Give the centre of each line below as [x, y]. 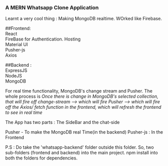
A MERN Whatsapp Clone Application [52, 8]
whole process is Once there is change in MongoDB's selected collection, [82, 96]
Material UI [17, 45]
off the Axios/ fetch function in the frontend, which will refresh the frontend [83, 107]
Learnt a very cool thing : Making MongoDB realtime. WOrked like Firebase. [84, 19]
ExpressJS [16, 70]
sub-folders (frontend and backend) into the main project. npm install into [81, 153]
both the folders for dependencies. [41, 158]
